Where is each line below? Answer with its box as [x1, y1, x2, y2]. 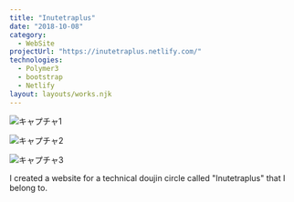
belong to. [9, 182, 48, 193]
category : [9, 30, 47, 39]
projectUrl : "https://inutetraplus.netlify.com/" [9, 47, 203, 56]
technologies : [9, 56, 64, 65]
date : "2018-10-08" [9, 22, 84, 31]
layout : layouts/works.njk [9, 89, 112, 98]
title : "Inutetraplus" [9, 13, 96, 23]
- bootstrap [17, 73, 64, 82]
